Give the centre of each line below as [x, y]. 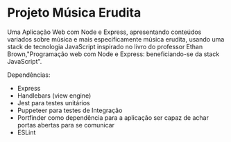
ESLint [26, 132]
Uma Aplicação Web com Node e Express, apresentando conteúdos [104, 32]
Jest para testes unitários [53, 103]
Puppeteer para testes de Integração [70, 110]
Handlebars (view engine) [54, 96]
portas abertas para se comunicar [66, 125]
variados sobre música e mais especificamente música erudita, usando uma [116, 39]
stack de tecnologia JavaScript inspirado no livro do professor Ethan [105, 46]
